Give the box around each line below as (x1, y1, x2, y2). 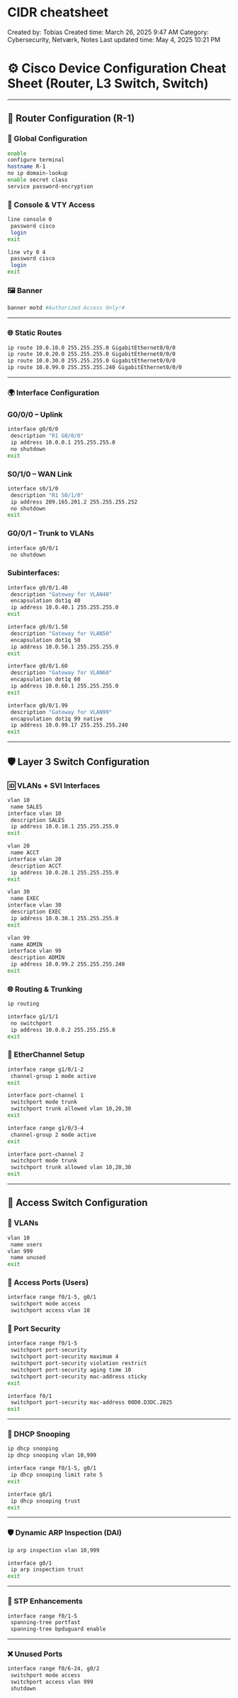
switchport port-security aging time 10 (10, 1366, 132, 1373)
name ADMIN (10, 941, 42, 948)
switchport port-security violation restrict (10, 1360, 147, 1367)
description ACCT (10, 862, 62, 870)
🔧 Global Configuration (7, 134, 88, 144)
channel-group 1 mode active (10, 1072, 97, 1079)
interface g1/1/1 (7, 1013, 59, 1020)
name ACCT (10, 849, 40, 856)
